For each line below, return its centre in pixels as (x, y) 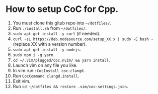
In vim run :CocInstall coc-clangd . (49, 70)
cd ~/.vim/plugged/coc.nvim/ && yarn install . (61, 60)
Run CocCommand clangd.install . (46, 76)
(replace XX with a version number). (50, 44)
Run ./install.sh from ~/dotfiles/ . (50, 28)
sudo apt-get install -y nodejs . (47, 49)
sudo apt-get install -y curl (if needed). (57, 33)
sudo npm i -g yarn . (34, 54)
